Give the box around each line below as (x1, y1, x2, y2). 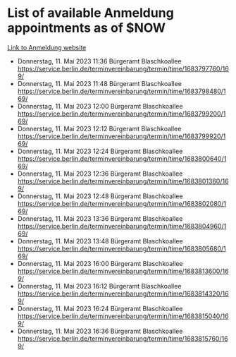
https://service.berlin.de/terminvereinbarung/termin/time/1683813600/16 (17, 267, 229, 275)
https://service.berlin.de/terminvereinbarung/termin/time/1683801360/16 (17, 176, 229, 185)
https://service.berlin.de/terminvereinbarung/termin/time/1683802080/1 (17, 199, 227, 207)
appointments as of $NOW (7, 20, 166, 36)
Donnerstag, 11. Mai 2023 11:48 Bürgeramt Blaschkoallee (17, 79, 182, 87)
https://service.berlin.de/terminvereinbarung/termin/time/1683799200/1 (17, 109, 226, 118)
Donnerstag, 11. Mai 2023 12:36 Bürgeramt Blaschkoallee (17, 169, 183, 178)
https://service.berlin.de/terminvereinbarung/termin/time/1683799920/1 (17, 132, 226, 140)
